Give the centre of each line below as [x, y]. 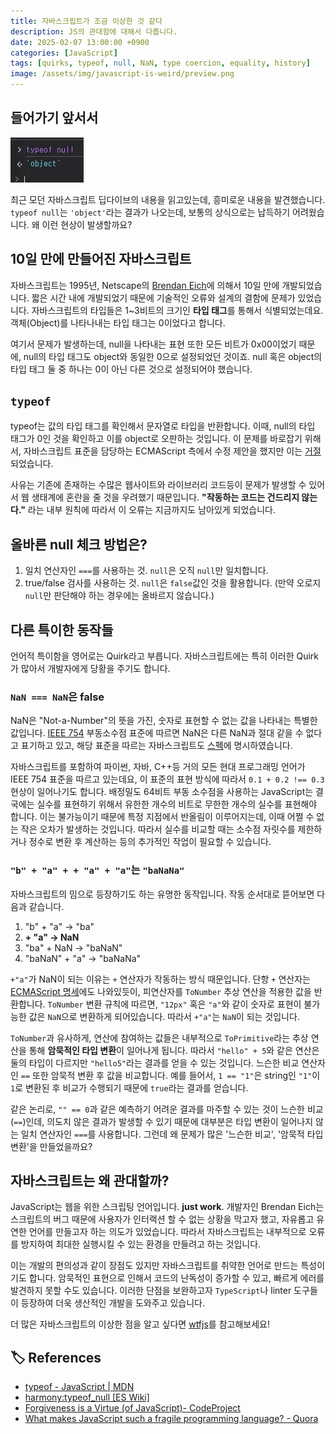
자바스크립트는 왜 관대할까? [90, 1181]
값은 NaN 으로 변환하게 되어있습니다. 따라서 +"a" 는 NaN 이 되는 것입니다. [164, 1016]
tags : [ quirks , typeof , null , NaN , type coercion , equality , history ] [160, 63]
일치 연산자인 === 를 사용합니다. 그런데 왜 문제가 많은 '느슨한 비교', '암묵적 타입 [172, 1134]
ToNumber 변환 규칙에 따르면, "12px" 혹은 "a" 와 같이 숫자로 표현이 [174, 1004]
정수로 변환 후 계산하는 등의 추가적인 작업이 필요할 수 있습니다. [150, 842]
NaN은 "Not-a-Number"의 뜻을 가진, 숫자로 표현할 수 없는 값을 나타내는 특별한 [164, 721]
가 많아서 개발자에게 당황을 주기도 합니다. [90, 669]
